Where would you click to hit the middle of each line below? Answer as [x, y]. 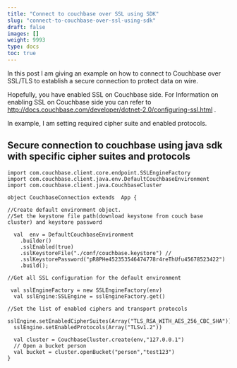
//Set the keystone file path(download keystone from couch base [105, 216]
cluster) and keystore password [55, 222]
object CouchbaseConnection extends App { [72, 197]
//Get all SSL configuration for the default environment [94, 278]
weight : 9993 [26, 40]
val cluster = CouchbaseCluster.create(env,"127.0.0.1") [99, 340]
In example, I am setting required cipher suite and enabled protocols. [107, 123]
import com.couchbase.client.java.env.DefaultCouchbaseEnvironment [109, 179]
